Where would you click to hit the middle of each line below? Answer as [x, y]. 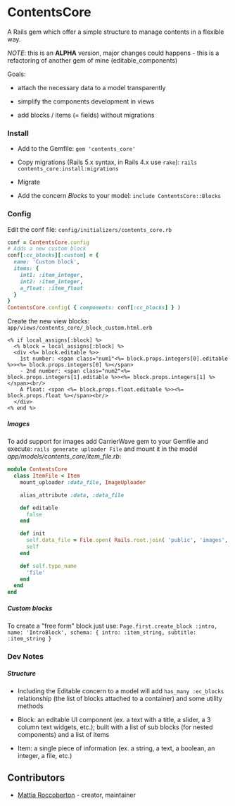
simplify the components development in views [86, 101]
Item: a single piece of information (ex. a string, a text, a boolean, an [116, 748]
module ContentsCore [38, 469]
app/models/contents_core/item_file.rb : [64, 457]
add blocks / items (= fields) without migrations [86, 115]
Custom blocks [30, 608]
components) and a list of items [63, 734]
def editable [39, 508]
